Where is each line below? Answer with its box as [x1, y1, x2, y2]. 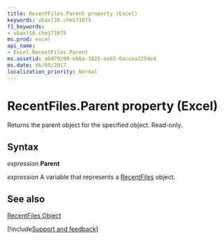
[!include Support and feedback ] [7, 225, 98, 233]
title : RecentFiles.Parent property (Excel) [7, 10, 138, 17]
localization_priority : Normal [7, 68, 98, 75]
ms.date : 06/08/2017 [7, 62, 67, 69]
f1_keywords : [7, 23, 45, 30]
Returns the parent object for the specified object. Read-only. [7, 121, 183, 129]
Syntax [7, 141, 39, 153]
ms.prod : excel [7, 36, 51, 43]
